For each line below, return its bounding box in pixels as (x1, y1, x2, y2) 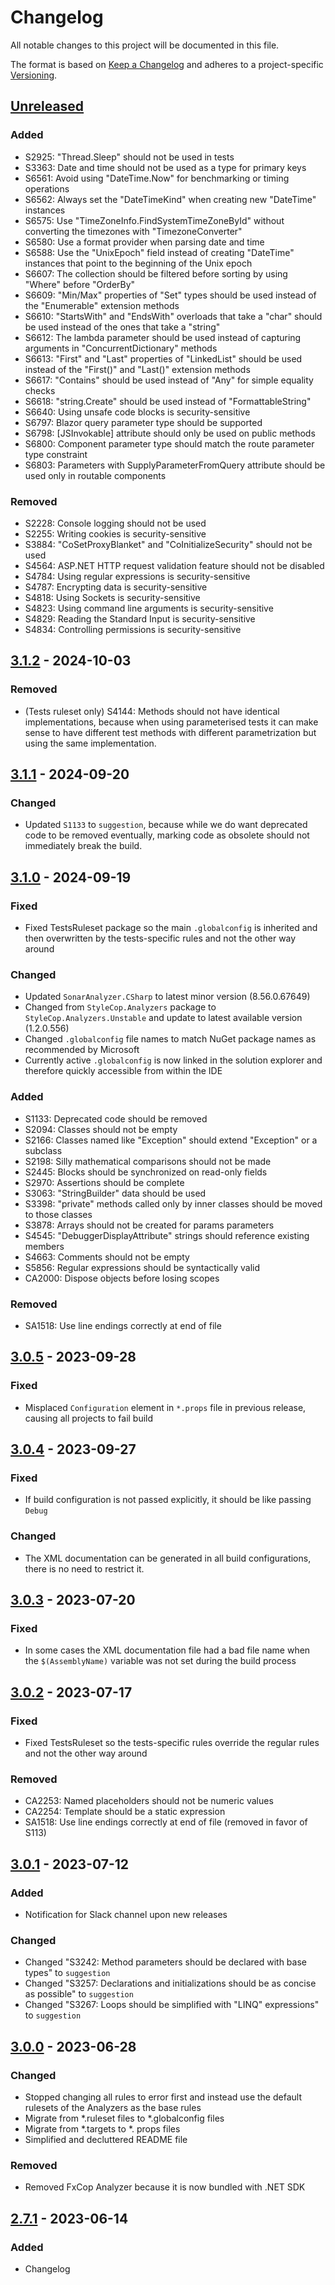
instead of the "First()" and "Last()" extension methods (24, 363, 251, 375)
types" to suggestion (24, 1967, 111, 1979)
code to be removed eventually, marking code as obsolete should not (24, 829, 310, 841)
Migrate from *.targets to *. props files (24, 2122, 181, 2135)
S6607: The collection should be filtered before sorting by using (24, 267, 288, 280)
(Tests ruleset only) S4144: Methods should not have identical (24, 705, 280, 717)
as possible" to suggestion (24, 1988, 134, 2000)
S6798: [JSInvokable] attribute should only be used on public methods (24, 427, 316, 439)
